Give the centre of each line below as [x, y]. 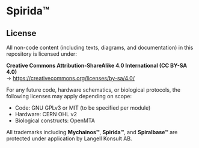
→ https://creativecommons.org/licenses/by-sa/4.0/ [71, 78]
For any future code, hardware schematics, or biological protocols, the [93, 90]
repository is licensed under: [41, 54]
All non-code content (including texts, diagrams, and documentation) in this [100, 47]
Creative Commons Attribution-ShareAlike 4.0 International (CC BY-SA [97, 65]
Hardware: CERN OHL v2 [46, 114]
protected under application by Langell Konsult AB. [69, 138]
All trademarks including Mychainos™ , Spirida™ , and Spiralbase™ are [92, 132]
